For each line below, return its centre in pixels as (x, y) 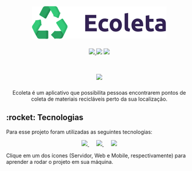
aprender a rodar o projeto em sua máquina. (60, 162)
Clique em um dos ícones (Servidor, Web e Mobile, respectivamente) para (96, 155)
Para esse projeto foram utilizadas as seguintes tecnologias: (79, 132)
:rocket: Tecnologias (45, 117)
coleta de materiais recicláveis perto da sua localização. (99, 99)
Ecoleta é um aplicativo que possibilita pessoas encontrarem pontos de (99, 92)
